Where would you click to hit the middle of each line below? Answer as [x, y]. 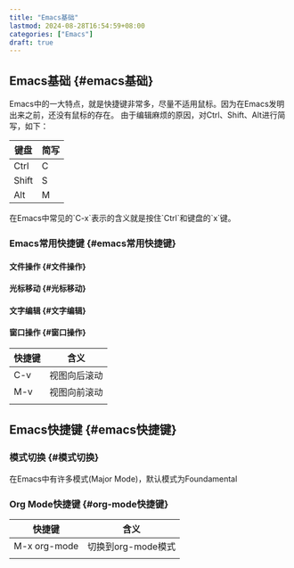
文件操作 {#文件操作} [48, 266]
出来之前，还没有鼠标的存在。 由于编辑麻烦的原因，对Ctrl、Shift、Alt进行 [143, 115]
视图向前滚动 [77, 391]
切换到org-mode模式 [132, 547]
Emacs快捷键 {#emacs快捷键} [93, 430]
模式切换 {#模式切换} [54, 457]
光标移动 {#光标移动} [48, 288]
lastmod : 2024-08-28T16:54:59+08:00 [77, 26]
